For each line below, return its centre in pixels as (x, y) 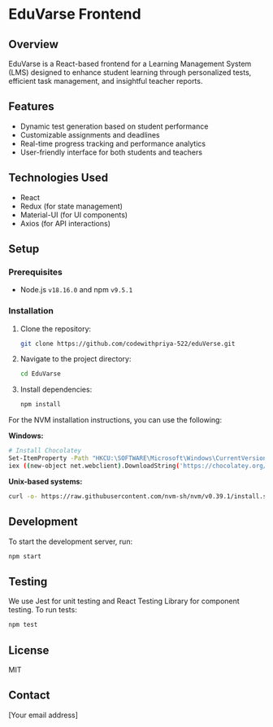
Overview (34, 44)
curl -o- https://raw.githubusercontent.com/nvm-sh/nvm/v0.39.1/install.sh (139, 496)
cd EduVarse (40, 374)
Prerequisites (35, 272)
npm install (40, 405)
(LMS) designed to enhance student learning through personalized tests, (130, 72)
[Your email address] (43, 715)
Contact (29, 696)
